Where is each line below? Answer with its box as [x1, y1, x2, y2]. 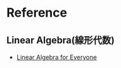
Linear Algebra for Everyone [16, 53, 97, 61]
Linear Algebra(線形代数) [6, 34, 115, 46]
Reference [6, 5, 67, 21]
